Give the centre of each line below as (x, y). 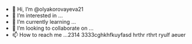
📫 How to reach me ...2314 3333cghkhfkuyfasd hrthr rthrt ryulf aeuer (99, 35)
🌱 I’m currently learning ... (44, 22)
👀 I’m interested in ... (37, 15)
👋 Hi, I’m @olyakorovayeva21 (48, 9)
